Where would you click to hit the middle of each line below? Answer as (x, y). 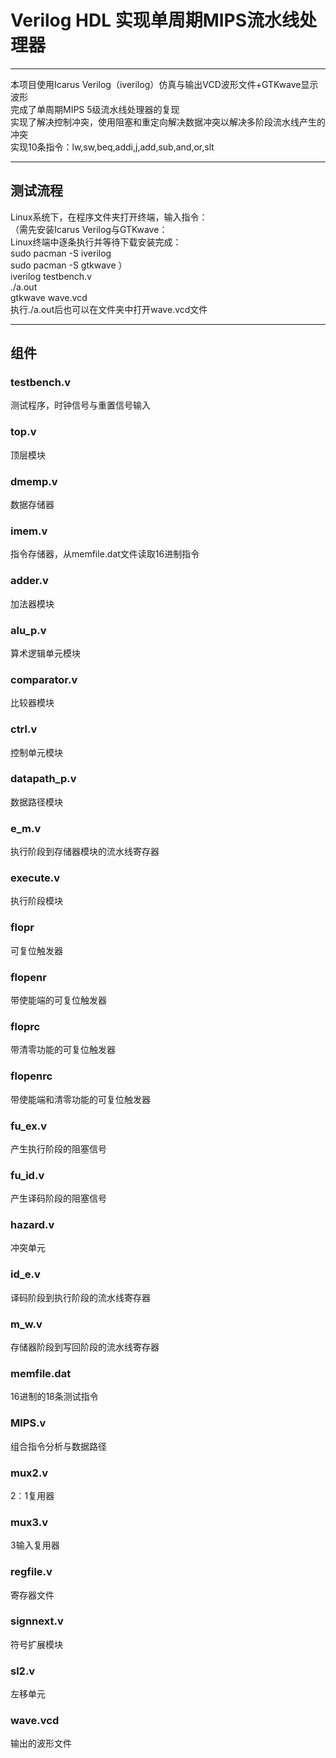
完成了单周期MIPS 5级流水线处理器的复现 (95, 109)
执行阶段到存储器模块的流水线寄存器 (85, 852)
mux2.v (29, 1473)
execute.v (35, 878)
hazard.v (32, 1225)
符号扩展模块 (36, 1644)
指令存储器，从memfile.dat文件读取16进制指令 (105, 554)
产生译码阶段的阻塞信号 (58, 1198)
